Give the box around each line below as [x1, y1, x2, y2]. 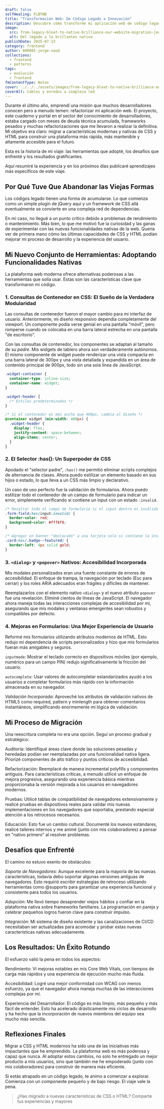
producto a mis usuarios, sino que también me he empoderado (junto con [5, 1059, 153, 1064]
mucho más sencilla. [5, 1016, 46, 1022]
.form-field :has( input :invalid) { [5, 511, 76, 516]
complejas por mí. [5, 990, 41, 997]
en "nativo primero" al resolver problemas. [5, 832, 90, 838]
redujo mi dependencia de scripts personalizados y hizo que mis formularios [5, 639, 159, 645]
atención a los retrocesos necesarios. [5, 812, 81, 818]
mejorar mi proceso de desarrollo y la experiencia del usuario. [5, 236, 130, 242]
